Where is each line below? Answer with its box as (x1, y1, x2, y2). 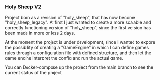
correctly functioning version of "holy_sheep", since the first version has (5, 25, 151, 31)
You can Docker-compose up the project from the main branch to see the (5, 64, 154, 70)
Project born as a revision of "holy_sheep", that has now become (5, 15, 136, 20)
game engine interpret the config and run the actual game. (5, 55, 124, 61)
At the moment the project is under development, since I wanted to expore (5, 40, 156, 45)
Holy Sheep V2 (5, 3, 42, 10)
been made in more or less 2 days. (5, 30, 75, 36)
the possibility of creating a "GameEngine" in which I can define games (5, 45, 149, 51)
